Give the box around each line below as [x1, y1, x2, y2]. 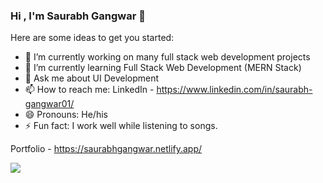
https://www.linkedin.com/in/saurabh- [156, 84, 313, 96]
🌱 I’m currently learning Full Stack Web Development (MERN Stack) [24, 62, 302, 74]
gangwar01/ [24, 98, 75, 110]
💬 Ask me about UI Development [24, 72, 160, 84]
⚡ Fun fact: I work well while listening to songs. [24, 120, 218, 132]
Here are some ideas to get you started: [10, 32, 175, 44]
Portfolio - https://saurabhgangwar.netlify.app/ [10, 143, 203, 155]
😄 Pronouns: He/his [24, 109, 108, 121]
